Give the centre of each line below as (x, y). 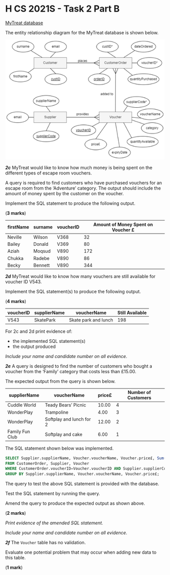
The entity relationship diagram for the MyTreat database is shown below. (82, 32)
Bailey (14, 244)
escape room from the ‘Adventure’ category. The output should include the (83, 188)
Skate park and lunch (91, 320)
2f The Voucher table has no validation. (46, 543)
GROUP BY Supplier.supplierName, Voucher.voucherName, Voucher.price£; (82, 474)
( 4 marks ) (16, 301)
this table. (16, 558)
